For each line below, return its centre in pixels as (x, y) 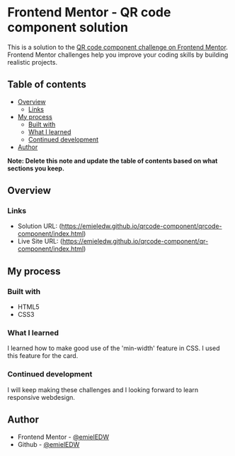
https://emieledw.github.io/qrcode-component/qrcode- (142, 226)
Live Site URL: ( (40, 241)
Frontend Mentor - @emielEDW (63, 437)
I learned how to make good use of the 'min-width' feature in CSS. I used (114, 348)
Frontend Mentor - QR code (89, 12)
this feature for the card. (43, 356)
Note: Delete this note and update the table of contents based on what (113, 161)
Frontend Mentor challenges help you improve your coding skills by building (118, 55)
